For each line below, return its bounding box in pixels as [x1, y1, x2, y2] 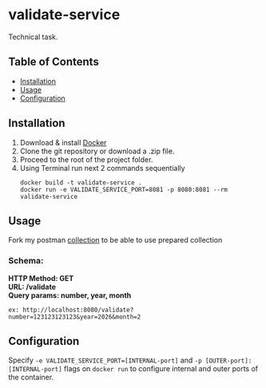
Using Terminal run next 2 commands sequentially [19, 163, 185, 172]
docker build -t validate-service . [19, 178, 142, 187]
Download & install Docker [19, 137, 107, 147]
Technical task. [8, 32, 58, 42]
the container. [8, 373, 54, 382]
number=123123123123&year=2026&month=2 [8, 313, 141, 321]
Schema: [8, 255, 44, 267]
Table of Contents [8, 55, 100, 69]
